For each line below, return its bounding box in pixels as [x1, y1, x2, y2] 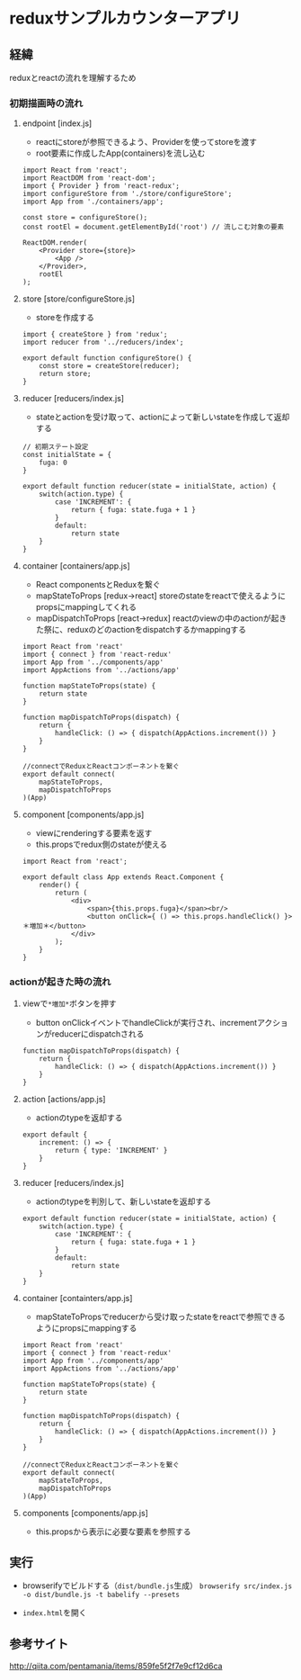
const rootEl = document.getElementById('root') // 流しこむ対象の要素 [22, 222, 285, 232]
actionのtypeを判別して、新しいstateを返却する [35, 1196, 211, 1207]
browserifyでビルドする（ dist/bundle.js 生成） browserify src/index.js [22, 1580, 293, 1591]
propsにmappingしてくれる [35, 602, 137, 613]
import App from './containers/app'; [22, 197, 164, 207]
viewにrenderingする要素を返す [35, 828, 153, 839]
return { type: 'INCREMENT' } [55, 1145, 168, 1154]
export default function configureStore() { [22, 354, 192, 363]
